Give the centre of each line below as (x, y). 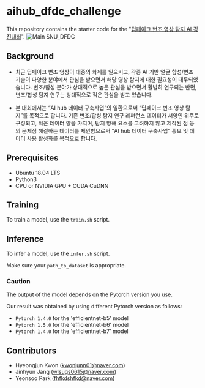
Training (23, 205)
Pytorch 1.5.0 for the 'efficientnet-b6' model (72, 325)
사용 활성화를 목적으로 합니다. (62, 138)
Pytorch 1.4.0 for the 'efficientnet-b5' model (72, 318)
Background (30, 56)
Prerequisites (32, 158)
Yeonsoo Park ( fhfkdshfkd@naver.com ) (65, 378)
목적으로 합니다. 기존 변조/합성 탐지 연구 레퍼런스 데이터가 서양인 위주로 (114, 115)
